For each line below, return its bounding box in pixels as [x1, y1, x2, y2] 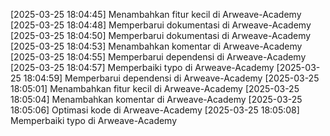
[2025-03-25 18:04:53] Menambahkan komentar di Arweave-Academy [10, 40, 303, 52]
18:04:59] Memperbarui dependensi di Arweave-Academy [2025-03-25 [23, 72, 320, 84]
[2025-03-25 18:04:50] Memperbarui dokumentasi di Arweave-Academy [10, 30, 312, 41]
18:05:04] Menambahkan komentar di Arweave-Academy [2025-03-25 [10, 94, 303, 105]
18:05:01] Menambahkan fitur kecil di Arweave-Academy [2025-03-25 [10, 83, 300, 94]
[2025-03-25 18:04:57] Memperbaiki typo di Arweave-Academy [10, 62, 275, 73]
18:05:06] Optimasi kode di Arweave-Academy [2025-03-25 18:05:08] [10, 104, 300, 116]
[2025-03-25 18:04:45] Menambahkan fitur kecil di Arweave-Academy [10, 9, 302, 20]
